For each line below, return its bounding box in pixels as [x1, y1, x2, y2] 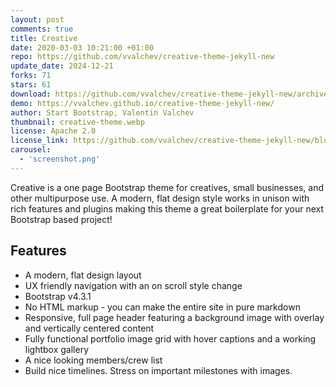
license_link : [10, 136, 70, 146]
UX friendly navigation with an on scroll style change [24, 279, 243, 291]
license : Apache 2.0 [10, 126, 97, 136]
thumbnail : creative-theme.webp [10, 117, 145, 127]
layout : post [10, 14, 65, 25]
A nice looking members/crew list [24, 354, 163, 366]
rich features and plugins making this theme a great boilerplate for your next [10, 202, 325, 215]
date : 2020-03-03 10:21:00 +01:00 [10, 42, 155, 53]
